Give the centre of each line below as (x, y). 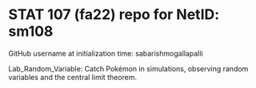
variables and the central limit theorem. (73, 77)
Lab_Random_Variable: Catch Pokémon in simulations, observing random (128, 68)
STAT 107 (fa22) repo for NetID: (114, 15)
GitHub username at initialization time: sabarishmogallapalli (106, 53)
